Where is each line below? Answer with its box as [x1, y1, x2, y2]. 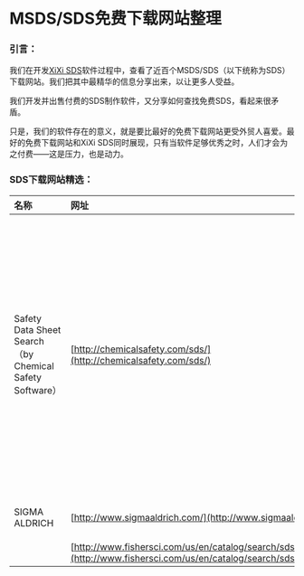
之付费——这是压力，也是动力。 [9, 148, 128, 159]
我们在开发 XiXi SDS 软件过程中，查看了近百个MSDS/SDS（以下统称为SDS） [9, 65, 290, 76]
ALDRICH [14, 516, 54, 529]
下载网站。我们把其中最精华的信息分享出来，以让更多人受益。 [9, 76, 240, 87]
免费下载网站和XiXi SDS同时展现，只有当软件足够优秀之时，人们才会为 [24, 137, 288, 148]
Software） [14, 383, 62, 396]
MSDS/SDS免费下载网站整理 [9, 8, 222, 29]
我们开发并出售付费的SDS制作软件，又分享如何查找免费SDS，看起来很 [9, 96, 271, 107]
